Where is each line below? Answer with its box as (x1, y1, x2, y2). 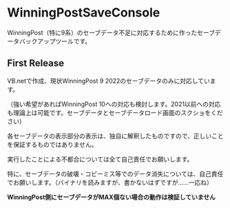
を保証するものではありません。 (7, 140, 98, 149)
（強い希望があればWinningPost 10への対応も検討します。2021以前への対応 (7, 100, 221, 108)
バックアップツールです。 (19, 37, 92, 45)
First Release (7, 57, 64, 70)
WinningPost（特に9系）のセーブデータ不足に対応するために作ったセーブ (7, 28, 216, 37)
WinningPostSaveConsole (7, 5, 160, 21)
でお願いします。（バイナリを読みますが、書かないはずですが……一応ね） (7, 178, 213, 187)
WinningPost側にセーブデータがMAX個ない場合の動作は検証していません (7, 193, 216, 201)
